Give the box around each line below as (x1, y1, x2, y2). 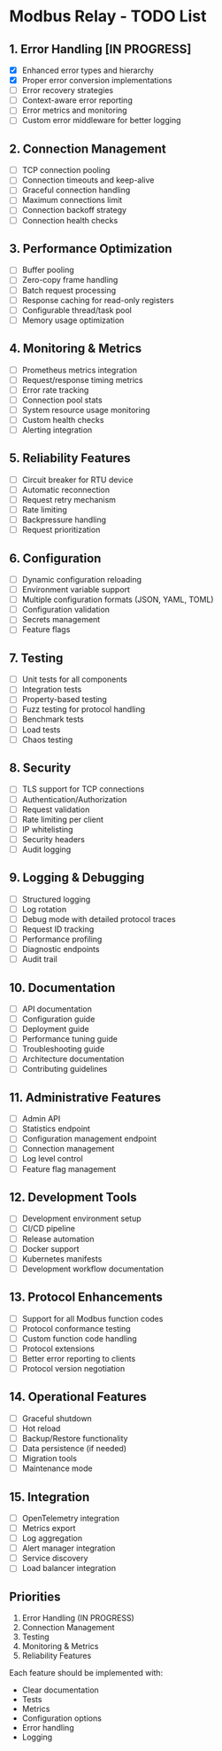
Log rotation (21, 903, 67, 914)
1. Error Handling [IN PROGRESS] (9, 42, 192, 57)
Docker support (21, 1243, 80, 1254)
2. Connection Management (9, 141, 166, 156)
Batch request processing (21, 285, 117, 295)
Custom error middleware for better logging (21, 115, 181, 126)
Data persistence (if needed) (21, 1442, 126, 1453)
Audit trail (21, 954, 57, 965)
